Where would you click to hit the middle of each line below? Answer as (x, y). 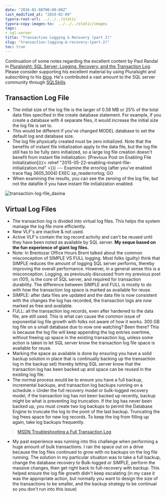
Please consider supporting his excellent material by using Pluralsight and (81, 71)
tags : (11, 28)
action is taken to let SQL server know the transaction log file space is (83, 343)
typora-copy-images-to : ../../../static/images (56, 24)
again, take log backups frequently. (48, 422)
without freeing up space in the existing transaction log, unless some (83, 338)
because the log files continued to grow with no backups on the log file (85, 452)
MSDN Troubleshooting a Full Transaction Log (64, 432)
